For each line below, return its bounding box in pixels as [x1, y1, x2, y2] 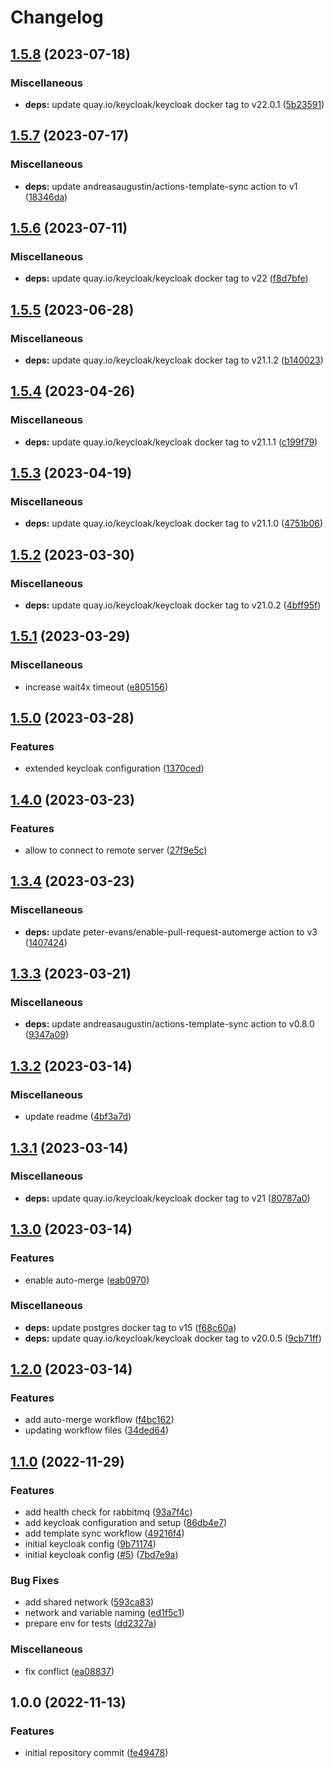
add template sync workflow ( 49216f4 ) [24, 1527, 185, 1540]
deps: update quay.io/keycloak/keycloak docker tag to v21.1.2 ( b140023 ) [24, 354, 324, 366]
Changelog [10, 6, 104, 29]
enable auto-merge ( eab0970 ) [24, 1274, 150, 1286]
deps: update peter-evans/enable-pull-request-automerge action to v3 [24, 926, 318, 938]
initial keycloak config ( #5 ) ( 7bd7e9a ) [24, 1549, 179, 1561]
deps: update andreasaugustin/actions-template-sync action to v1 [24, 180, 298, 192]
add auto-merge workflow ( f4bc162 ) [24, 1414, 175, 1426]
